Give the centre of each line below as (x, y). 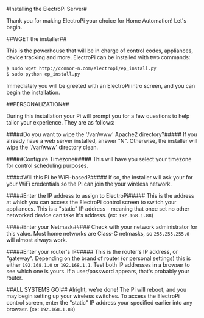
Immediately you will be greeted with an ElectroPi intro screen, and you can (101, 85)
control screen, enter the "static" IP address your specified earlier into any (100, 302)
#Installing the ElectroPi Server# (47, 9)
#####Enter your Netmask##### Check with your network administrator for (102, 227)
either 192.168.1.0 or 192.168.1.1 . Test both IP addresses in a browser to (98, 264)
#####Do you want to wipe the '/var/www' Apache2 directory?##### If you (102, 134)
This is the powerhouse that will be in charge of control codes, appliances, (100, 51)
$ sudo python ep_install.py (43, 74)
